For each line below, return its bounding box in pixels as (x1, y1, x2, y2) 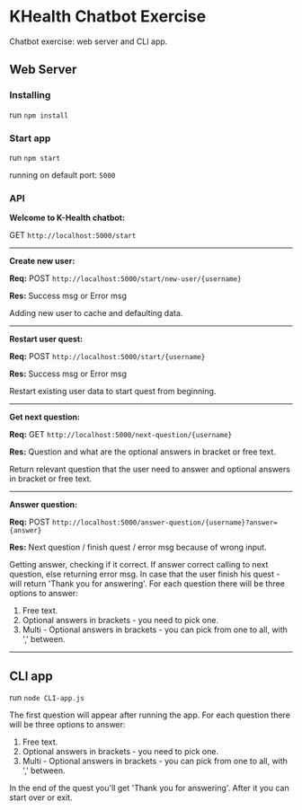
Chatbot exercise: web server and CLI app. (9, 36, 168, 47)
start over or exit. (9, 792, 74, 803)
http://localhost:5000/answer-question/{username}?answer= (52, 518, 279, 527)
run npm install (9, 110, 69, 120)
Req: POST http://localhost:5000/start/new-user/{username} (9, 273, 242, 284)
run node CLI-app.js (9, 692, 85, 703)
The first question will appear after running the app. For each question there (9, 709, 290, 720)
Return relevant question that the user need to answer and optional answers (9, 464, 290, 475)
